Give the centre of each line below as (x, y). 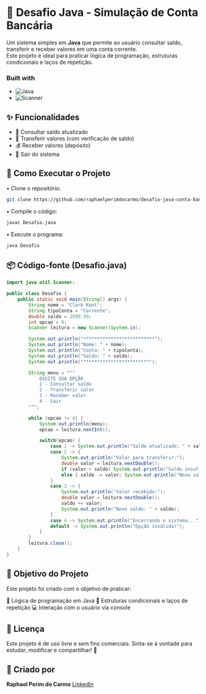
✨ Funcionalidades (43, 117)
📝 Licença (25, 629)
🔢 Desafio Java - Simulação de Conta (102, 13)
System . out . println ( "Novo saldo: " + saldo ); (120, 509)
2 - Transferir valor (67, 390)
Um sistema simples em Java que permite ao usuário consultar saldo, (94, 42)
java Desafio (23, 245)
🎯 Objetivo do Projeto (48, 574)
